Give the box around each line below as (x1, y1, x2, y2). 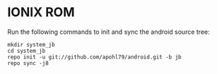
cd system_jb (7, 47, 46, 54)
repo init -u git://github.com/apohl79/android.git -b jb (7, 54, 182, 61)
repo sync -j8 (7, 59, 49, 67)
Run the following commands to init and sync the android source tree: (7, 27, 210, 36)
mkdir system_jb (7, 41, 55, 48)
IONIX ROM (7, 4, 75, 20)
